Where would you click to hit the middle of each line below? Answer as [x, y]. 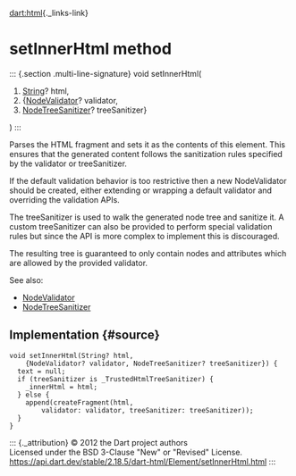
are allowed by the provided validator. [79, 263]
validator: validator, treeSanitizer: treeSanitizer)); [148, 410]
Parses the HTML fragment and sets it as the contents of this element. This [148, 144]
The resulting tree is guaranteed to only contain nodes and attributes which [148, 253]
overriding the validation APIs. [65, 199]
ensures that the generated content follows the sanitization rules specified [146, 154]
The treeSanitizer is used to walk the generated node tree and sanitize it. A [147, 217]
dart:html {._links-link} [49, 13]
